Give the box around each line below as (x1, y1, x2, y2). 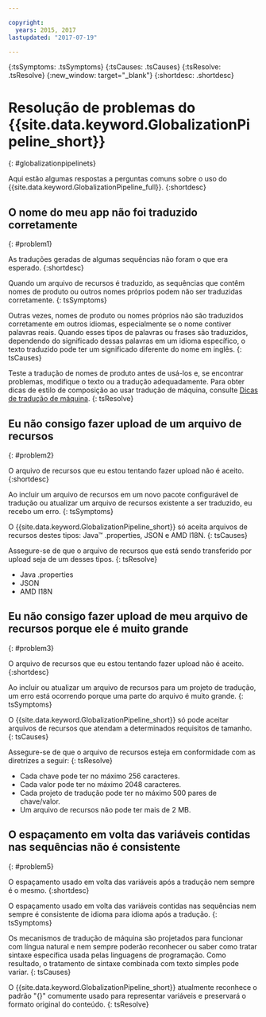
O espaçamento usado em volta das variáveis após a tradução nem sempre (8, 877, 256, 886)
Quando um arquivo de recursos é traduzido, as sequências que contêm (8, 279, 245, 288)
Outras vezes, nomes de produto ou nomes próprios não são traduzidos (8, 311, 244, 321)
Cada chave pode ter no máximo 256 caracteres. (19, 771, 180, 781)
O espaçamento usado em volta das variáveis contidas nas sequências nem (8, 901, 256, 910)
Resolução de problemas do (8, 99, 196, 116)
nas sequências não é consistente (8, 840, 181, 854)
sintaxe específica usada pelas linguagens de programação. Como (8, 950, 226, 960)
